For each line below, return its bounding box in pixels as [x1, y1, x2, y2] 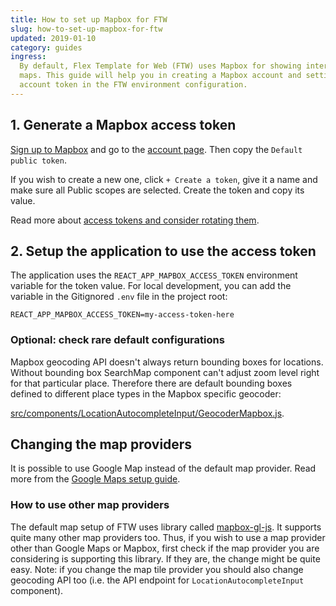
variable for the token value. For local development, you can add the [10, 280, 292, 292]
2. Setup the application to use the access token [10, 242, 317, 260]
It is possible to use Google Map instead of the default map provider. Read [10, 462, 317, 475]
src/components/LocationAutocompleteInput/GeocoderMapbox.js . [10, 407, 285, 419]
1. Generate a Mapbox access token [10, 117, 237, 134]
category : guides [10, 42, 83, 53]
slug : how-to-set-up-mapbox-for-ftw [10, 24, 163, 34]
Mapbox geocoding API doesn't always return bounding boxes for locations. [10, 356, 324, 368]
